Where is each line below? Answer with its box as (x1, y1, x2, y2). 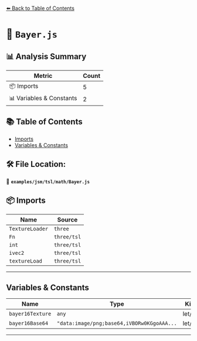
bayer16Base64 (9, 320, 49, 327)
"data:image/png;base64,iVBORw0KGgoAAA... (56, 320, 177, 327)
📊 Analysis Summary (6, 52, 87, 62)
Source (57, 216, 78, 224)
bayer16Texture (9, 311, 52, 318)
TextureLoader (9, 226, 49, 233)
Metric (33, 72, 53, 80)
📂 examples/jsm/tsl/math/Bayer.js (6, 178, 90, 185)
